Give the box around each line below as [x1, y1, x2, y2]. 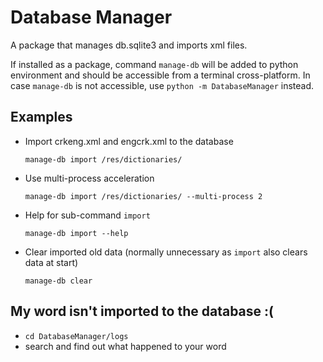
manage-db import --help [24, 228, 129, 238]
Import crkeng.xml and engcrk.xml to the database [24, 135, 234, 147]
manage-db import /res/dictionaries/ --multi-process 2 [24, 191, 263, 201]
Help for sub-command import [24, 209, 151, 221]
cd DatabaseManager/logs [24, 331, 129, 341]
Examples [10, 109, 73, 126]
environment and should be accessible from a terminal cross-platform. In [10, 69, 311, 81]
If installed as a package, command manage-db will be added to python [10, 58, 299, 70]
